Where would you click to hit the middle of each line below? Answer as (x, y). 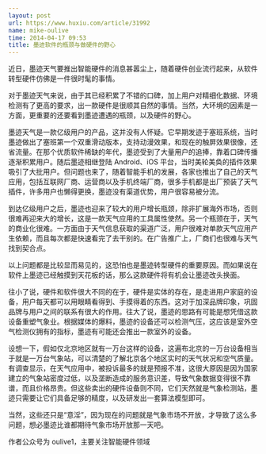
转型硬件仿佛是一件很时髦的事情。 (64, 79)
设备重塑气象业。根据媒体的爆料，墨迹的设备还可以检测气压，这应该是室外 (129, 321)
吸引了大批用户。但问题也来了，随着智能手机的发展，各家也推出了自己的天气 (133, 172)
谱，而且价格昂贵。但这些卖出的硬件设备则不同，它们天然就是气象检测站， (129, 388)
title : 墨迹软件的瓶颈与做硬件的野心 (62, 45)
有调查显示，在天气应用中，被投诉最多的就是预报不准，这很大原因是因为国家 (133, 368)
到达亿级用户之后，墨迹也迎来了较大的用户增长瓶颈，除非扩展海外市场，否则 (133, 209)
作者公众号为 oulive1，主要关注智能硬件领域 (79, 442)
